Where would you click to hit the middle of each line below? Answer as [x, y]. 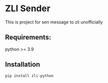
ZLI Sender [28, 9]
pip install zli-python [29, 76]
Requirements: [28, 37]
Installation [23, 65]
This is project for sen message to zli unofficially [54, 22]
